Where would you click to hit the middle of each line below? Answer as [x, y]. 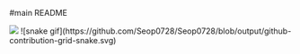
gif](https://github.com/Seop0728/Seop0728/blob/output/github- [171, 31]
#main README [38, 13]
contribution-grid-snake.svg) [63, 40]
